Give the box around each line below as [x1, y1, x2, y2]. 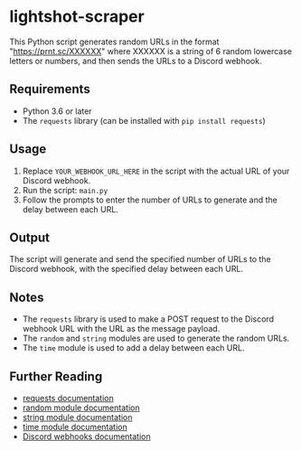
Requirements [9, 81, 90, 97]
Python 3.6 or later [22, 106, 92, 117]
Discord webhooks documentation [22, 431, 151, 442]
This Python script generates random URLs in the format [9, 36, 220, 47]
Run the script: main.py [22, 184, 108, 195]
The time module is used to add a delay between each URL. [22, 342, 245, 353]
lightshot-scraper [9, 6, 145, 27]
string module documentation [22, 412, 133, 422]
